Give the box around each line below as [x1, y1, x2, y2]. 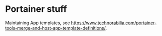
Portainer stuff [5, 3, 67, 15]
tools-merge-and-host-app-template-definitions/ [5, 25, 106, 31]
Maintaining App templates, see [5, 20, 70, 26]
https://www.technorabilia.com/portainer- [71, 20, 157, 26]
